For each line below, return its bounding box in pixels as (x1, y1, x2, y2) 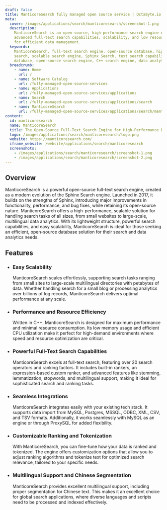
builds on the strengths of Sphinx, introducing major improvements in (5, 197, 147, 203)
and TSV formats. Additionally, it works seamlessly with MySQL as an (12, 415, 155, 421)
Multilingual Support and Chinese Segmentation (12, 472, 132, 479)
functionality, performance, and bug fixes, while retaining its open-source (5, 202, 156, 209)
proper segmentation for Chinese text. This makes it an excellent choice (12, 488, 160, 495)
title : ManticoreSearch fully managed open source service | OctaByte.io (5, 12, 162, 17)
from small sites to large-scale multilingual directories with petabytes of (12, 280, 159, 286)
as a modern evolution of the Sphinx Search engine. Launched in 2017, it (5, 192, 153, 198)
